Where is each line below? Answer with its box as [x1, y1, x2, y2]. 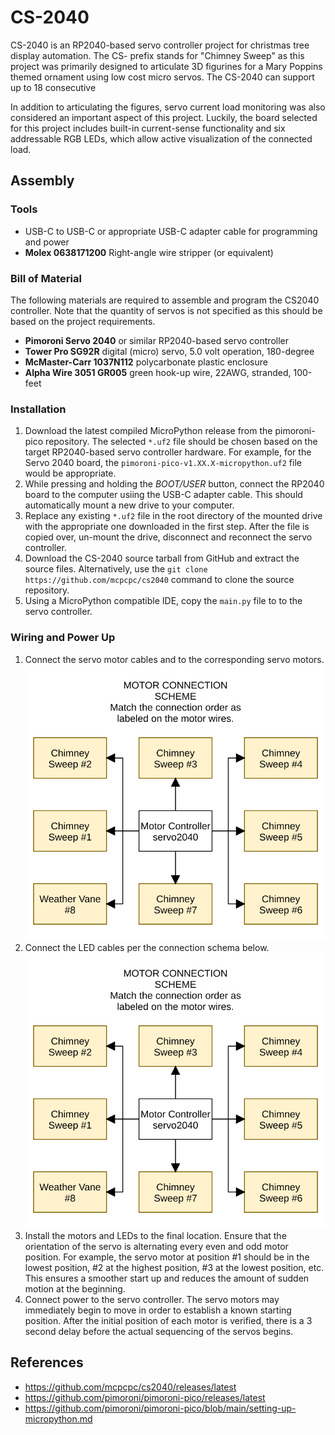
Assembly [10, 172, 75, 190]
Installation [10, 402, 67, 416]
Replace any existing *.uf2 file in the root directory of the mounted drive [24, 510, 323, 522]
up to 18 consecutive [10, 81, 97, 93]
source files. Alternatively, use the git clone [24, 563, 208, 575]
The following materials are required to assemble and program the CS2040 [10, 294, 320, 306]
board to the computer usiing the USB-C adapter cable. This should [24, 489, 303, 501]
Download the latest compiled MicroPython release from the [24, 425, 273, 437]
